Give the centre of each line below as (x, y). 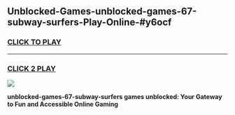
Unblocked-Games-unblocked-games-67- (102, 11)
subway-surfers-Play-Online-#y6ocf (90, 23)
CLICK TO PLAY (34, 43)
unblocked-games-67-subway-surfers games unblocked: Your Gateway (115, 96)
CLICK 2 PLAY (31, 68)
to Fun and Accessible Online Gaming (63, 104)
